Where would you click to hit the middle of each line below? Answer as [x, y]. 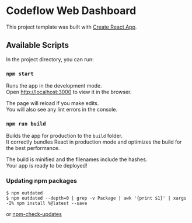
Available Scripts [37, 45]
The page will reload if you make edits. [53, 103]
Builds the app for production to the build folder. [64, 136]
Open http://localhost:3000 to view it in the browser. [69, 92]
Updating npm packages [42, 181]
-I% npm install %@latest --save [47, 203]
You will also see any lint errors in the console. [62, 110]
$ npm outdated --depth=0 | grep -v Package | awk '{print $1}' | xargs [96, 198]
